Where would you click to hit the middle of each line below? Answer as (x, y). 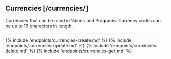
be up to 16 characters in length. (39, 26)
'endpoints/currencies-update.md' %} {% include (57, 45)
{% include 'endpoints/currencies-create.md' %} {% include (68, 40)
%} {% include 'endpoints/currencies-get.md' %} (80, 51)
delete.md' (17, 51)
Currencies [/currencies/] (47, 8)
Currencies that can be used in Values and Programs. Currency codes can (83, 20)
